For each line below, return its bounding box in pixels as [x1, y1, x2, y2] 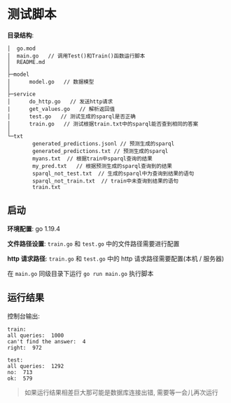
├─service [7, 91, 36, 98]
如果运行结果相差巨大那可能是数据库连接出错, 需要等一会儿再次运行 [24, 388, 218, 397]
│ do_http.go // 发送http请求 [7, 98, 113, 105]
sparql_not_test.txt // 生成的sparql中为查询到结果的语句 [32, 170, 195, 177]
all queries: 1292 [7, 362, 64, 369]
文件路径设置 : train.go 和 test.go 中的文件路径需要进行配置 [7, 239, 180, 248]
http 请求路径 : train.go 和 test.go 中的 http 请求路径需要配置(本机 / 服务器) [7, 254, 225, 263]
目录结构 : [7, 31, 34, 39]
